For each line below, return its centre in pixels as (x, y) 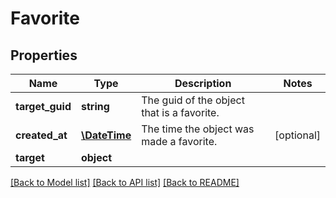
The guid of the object (193, 100)
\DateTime (106, 135)
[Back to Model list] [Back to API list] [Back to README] (125, 182)
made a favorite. (179, 141)
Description (203, 83)
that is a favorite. (180, 112)
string (95, 106)
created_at (41, 135)
